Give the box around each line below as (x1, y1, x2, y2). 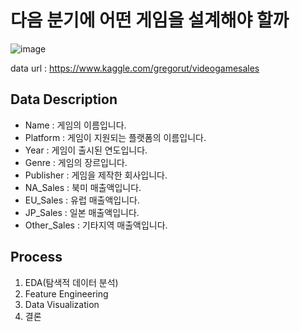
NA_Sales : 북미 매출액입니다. (24, 181, 142, 193)
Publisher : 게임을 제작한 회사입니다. (24, 169, 168, 181)
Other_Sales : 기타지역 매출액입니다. (24, 219, 168, 231)
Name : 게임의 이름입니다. (24, 119, 127, 131)
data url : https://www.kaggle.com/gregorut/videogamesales (10, 62, 260, 74)
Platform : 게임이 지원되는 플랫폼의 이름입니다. (24, 131, 207, 143)
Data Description (10, 91, 118, 108)
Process (10, 249, 63, 266)
